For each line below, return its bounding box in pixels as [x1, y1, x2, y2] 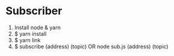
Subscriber [5, 4, 62, 18]
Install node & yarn [14, 24, 61, 31]
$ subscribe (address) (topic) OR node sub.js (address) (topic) [14, 43, 169, 50]
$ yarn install [14, 30, 47, 37]
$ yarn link [14, 36, 41, 43]
